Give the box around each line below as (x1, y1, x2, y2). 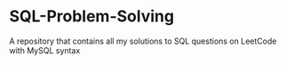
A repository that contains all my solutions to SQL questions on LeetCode (9, 36, 277, 46)
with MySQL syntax (9, 45, 81, 55)
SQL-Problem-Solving (9, 6, 175, 27)
